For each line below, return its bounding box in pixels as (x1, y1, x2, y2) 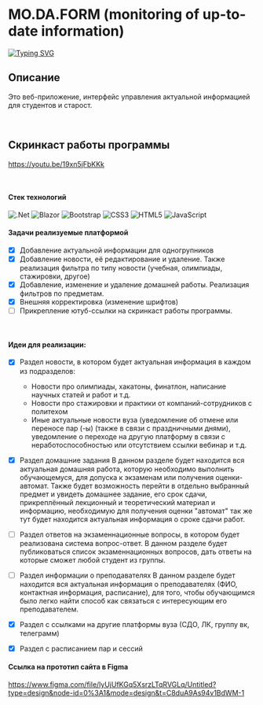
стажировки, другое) (19, 271, 90, 281)
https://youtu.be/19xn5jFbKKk (8, 159, 104, 168)
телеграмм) (19, 628, 60, 638)
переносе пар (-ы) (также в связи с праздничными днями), (31, 423, 231, 433)
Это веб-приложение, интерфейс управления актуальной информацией (8, 92, 250, 102)
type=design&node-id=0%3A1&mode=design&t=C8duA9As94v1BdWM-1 (8, 688, 245, 698)
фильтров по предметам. (19, 289, 104, 298)
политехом (31, 407, 68, 416)
